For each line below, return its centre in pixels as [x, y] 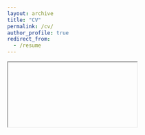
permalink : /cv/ [30, 26]
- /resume [27, 45]
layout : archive [30, 13]
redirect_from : [29, 39]
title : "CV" [24, 20]
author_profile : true [38, 33]
